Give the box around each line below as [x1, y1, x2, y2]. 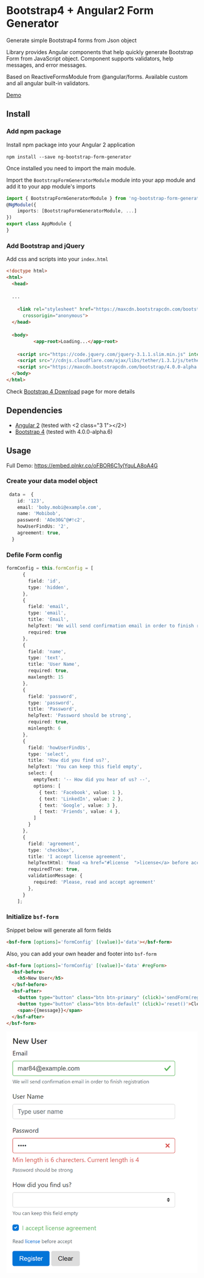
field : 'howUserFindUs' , [28, 745, 91, 751]
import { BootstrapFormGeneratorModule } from [6, 195, 126, 201]
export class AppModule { [6, 221, 72, 227]
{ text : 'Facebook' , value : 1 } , [38, 789, 123, 796]
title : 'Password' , [28, 706, 78, 712]
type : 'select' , [28, 751, 69, 757]
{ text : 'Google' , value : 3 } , [38, 802, 118, 808]
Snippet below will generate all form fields [6, 926, 112, 934]
